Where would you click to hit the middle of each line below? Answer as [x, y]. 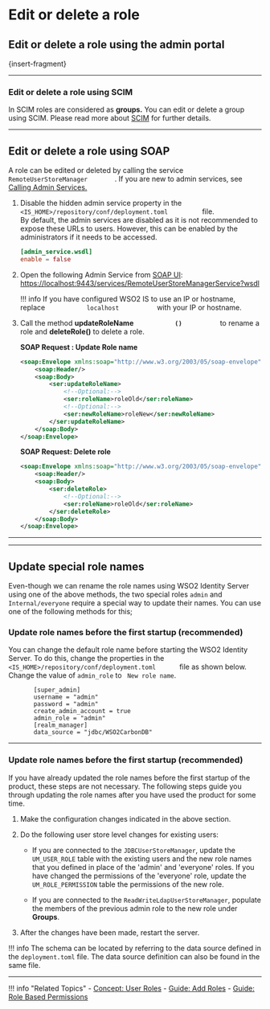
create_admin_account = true [82, 712]
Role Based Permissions [48, 997]
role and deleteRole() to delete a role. [82, 331]
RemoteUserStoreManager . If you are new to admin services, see [125, 179]
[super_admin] [57, 690]
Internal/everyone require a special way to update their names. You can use [135, 603]
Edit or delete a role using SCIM [71, 92]
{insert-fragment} [37, 64]
